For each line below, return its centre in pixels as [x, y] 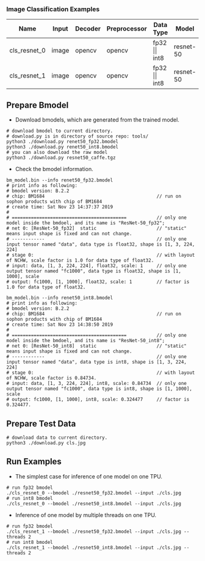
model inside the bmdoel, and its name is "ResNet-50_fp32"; [86, 223]
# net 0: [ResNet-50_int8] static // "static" [97, 346]
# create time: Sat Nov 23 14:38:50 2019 [60, 325]
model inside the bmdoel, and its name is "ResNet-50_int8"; [86, 341]
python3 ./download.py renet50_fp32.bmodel [63, 142]
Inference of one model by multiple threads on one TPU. [86, 515]
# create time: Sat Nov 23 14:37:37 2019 [60, 207]
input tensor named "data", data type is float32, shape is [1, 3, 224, [101, 244]
